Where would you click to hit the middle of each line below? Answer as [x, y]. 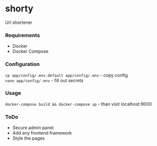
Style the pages [28, 138]
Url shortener [19, 22]
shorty [19, 9]
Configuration [22, 64]
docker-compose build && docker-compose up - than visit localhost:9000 [78, 104]
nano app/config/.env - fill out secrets [44, 80]
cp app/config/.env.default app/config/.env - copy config [67, 75]
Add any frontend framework [42, 133]
